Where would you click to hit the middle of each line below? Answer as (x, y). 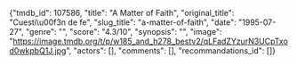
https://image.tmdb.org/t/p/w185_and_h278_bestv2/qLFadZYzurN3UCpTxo (151, 41)
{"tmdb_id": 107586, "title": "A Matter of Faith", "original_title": (122, 13)
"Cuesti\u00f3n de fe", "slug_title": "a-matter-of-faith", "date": (123, 22)
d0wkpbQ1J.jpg (38, 51)
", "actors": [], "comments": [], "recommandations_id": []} (171, 51)
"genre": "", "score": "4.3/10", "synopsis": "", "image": (124, 32)
